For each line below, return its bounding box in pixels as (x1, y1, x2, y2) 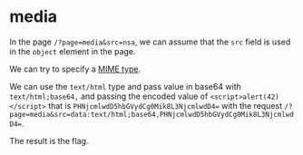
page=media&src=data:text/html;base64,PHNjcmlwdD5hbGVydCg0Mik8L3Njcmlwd (9, 110, 295, 119)
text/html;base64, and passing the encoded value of (9, 91, 209, 102)
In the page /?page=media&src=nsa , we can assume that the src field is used (9, 36, 291, 47)
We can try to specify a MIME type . (9, 63, 142, 74)
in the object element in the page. (9, 45, 136, 56)
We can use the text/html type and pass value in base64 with (9, 81, 242, 92)
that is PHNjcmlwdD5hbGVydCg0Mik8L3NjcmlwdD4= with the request (48, 100, 283, 111)
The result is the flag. (9, 135, 89, 146)
